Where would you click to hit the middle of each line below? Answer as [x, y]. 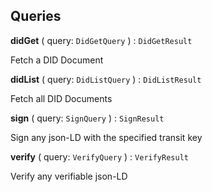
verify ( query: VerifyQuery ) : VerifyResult [99, 156]
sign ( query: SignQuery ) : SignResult [87, 118]
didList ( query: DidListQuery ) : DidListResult [106, 79]
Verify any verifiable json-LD [69, 176]
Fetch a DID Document [57, 60]
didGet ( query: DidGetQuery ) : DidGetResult [101, 40]
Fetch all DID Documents [61, 98]
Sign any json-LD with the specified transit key [106, 137]
